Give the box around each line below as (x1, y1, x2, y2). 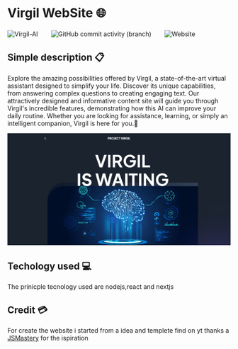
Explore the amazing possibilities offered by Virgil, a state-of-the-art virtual (7, 74, 227, 82)
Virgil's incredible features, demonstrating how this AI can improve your (7, 104, 217, 113)
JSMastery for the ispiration (7, 334, 89, 343)
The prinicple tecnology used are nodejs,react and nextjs (7, 282, 174, 291)
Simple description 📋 (7, 52, 105, 64)
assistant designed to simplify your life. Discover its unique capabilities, (7, 81, 216, 90)
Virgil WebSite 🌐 (7, 5, 106, 21)
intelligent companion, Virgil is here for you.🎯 (7, 119, 139, 127)
